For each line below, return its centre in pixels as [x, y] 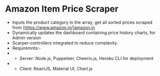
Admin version [27, 38]
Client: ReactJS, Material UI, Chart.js [56, 68]
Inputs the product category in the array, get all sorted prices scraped [82, 22]
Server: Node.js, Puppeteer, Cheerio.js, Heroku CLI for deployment [86, 58]
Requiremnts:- [27, 48]
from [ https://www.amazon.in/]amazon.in [53, 27]
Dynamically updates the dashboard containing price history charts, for [84, 32]
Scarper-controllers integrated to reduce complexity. [65, 43]
